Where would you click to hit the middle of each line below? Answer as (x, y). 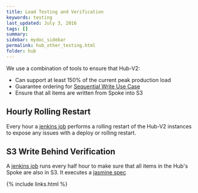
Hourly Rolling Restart (49, 112)
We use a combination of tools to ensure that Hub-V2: (73, 68)
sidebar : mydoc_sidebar (36, 40)
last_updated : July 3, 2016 (42, 23)
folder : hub (21, 51)
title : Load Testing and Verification (55, 12)
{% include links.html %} (37, 184)
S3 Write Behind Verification (61, 151)
